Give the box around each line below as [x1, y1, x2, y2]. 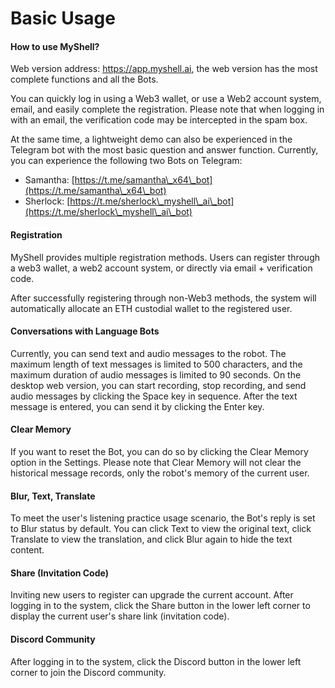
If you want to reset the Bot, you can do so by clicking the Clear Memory [10, 446, 309, 457]
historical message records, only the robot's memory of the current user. [10, 467, 310, 479]
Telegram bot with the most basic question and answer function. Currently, [10, 144, 319, 156]
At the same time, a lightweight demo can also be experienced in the [10, 133, 293, 146]
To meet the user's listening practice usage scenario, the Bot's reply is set [10, 512, 316, 524]
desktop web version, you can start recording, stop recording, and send [10, 379, 307, 391]
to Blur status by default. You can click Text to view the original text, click [10, 523, 312, 535]
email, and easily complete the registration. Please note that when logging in [10, 103, 325, 116]
